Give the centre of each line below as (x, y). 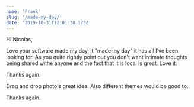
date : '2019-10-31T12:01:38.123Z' (49, 22)
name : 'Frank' (24, 12)
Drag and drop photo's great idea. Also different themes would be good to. (97, 86)
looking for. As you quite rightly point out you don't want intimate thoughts (97, 57)
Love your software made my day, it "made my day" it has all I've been (92, 51)
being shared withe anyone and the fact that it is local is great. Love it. (92, 63)
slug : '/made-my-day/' (34, 17)
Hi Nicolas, (19, 40)
